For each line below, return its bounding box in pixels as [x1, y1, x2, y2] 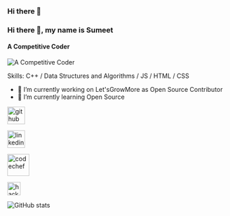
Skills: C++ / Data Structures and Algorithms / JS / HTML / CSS [7, 72, 189, 80]
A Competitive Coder [7, 42, 70, 51]
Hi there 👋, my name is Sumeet [7, 25, 114, 34]
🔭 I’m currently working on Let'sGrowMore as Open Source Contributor [17, 86, 223, 94]
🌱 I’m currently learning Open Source [17, 93, 125, 101]
